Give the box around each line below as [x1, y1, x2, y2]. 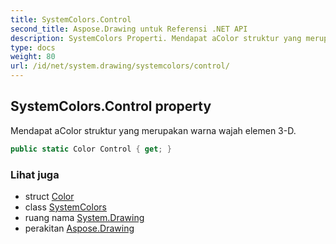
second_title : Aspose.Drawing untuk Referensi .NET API [10, 24, 248, 34]
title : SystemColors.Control [10, 14, 132, 25]
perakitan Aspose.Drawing [24, 222, 135, 234]
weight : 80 [10, 52, 56, 62]
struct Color [24, 190, 75, 202]
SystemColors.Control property [10, 98, 212, 115]
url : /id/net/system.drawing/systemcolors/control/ [10, 61, 230, 71]
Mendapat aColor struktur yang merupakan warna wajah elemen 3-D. [10, 124, 297, 136]
